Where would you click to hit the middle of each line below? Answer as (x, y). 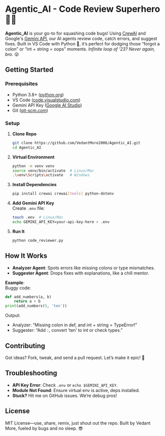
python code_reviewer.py (38, 240)
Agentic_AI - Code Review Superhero (82, 9)
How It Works (26, 256)
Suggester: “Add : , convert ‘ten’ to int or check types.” (67, 330)
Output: (13, 316)
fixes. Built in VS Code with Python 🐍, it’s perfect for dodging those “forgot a (82, 43)
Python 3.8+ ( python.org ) (38, 94)
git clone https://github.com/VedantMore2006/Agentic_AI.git (76, 143)
